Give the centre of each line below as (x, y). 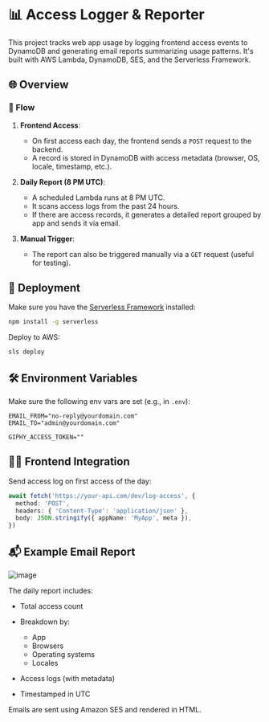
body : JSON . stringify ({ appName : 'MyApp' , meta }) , (104, 518)
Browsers (48, 646)
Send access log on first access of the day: (80, 481)
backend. (47, 149)
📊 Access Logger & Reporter (106, 15)
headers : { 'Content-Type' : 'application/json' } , (102, 511)
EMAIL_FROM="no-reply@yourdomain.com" (73, 416)
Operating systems (63, 654)
